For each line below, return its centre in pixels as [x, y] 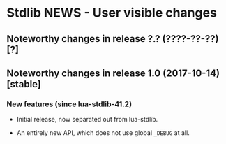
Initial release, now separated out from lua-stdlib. [87, 120]
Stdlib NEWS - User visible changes [112, 13]
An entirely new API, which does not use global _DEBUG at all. [103, 133]
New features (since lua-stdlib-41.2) [69, 104]
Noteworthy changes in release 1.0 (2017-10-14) [113, 73]
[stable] [24, 84]
